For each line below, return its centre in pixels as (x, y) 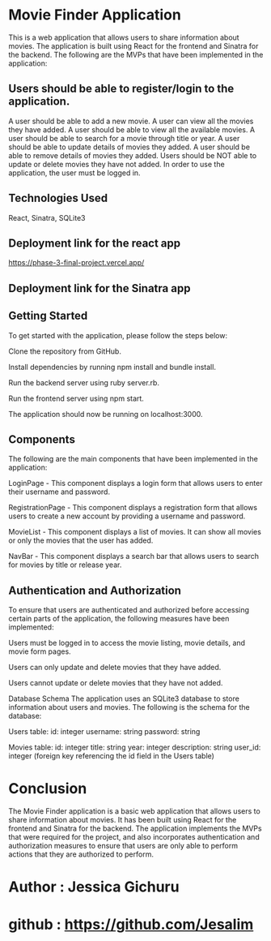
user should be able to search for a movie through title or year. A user (124, 138)
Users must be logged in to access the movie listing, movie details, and (127, 643)
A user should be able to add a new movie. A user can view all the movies (131, 121)
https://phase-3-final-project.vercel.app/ (76, 263)
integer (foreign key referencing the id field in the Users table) (111, 756)
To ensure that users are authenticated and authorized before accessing (129, 610)
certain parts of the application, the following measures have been (119, 619)
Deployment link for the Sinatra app (100, 288)
